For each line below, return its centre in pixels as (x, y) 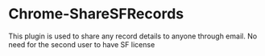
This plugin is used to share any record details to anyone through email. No (133, 36)
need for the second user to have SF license (82, 44)
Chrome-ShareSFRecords (96, 14)
